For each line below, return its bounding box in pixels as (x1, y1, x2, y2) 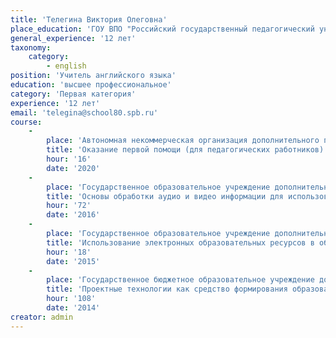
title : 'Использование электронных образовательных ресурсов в (46, 237, 315, 248)
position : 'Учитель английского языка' (10, 71, 177, 81)
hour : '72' (46, 201, 92, 211)
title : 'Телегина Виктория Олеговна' (10, 14, 168, 25)
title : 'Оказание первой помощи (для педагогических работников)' (46, 145, 329, 155)
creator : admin (10, 312, 74, 322)
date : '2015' (46, 256, 101, 266)
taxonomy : (10, 42, 52, 53)
